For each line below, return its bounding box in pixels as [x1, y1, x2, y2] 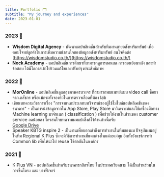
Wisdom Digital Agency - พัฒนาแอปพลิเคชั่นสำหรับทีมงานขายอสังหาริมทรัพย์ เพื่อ [12, 44, 154, 50]
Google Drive [12, 122, 39, 128]
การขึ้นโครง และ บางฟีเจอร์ [12, 168, 55, 174]
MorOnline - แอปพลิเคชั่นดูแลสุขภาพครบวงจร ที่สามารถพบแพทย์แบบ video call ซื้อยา [12, 89, 158, 95]
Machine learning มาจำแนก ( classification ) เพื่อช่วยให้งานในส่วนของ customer [12, 111, 158, 117]
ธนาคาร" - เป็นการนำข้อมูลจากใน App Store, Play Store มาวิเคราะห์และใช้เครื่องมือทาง [12, 105, 159, 111]
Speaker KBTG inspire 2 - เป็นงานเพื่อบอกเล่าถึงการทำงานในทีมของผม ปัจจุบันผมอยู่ [12, 127, 157, 133]
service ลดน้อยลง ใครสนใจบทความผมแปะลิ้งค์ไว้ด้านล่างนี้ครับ [12, 116, 116, 123]
